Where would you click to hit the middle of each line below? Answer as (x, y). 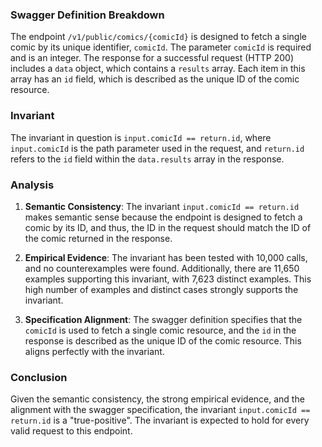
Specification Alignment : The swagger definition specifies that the (163, 319)
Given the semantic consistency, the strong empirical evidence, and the (157, 399)
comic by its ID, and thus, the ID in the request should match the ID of (168, 227)
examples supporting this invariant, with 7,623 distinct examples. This (168, 279)
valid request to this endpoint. (71, 431)
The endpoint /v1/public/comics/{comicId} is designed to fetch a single (158, 37)
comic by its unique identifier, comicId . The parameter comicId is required (161, 47)
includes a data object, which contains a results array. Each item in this (158, 69)
